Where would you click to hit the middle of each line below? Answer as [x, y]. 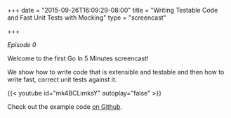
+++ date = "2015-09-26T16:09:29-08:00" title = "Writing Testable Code [113, 10]
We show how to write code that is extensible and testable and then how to [116, 72]
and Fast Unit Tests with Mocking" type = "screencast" [87, 18]
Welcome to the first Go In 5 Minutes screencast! [78, 58]
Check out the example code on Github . [65, 107]
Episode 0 [22, 45]
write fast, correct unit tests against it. [62, 79]
